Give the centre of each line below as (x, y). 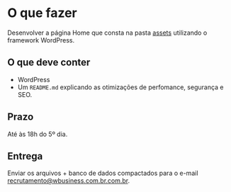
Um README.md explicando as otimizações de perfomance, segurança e (120, 87)
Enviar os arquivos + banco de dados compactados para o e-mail (103, 173)
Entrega (25, 156)
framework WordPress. (41, 40)
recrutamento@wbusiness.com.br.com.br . (69, 181)
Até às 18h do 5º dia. (38, 134)
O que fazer (43, 13)
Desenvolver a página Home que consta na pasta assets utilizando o (107, 33)
